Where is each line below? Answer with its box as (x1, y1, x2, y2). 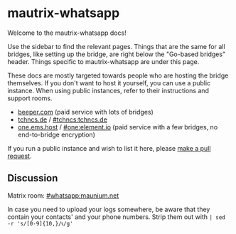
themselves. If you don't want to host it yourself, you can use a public (7, 78, 211, 87)
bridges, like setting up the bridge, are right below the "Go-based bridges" (7, 50, 226, 58)
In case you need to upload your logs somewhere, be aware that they (7, 205, 210, 213)
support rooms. (7, 94, 53, 102)
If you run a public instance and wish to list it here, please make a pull (7, 144, 211, 152)
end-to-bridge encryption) (17, 130, 96, 139)
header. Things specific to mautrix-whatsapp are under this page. (7, 57, 200, 65)
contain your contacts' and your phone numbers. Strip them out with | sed (7, 212, 226, 221)
